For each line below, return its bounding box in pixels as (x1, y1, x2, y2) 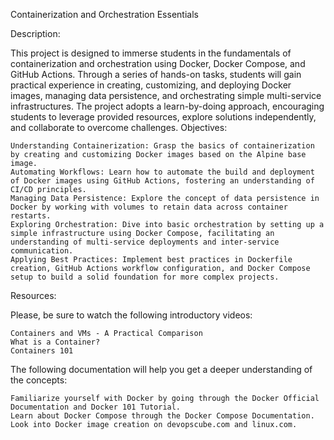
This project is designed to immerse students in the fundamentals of (10, 47, 292, 59)
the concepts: (10, 374, 68, 386)
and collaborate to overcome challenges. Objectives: (10, 122, 228, 133)
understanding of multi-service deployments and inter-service (10, 237, 280, 247)
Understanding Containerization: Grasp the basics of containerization (10, 141, 315, 151)
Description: (10, 28, 61, 39)
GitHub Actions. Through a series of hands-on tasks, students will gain (10, 69, 302, 80)
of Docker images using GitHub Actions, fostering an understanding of (10, 176, 315, 186)
